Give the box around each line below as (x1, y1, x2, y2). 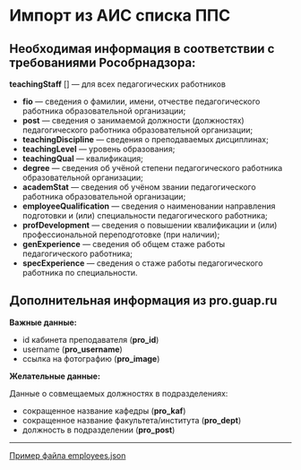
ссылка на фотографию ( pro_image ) (21, 353, 160, 363)
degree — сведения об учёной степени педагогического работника (21, 163, 283, 173)
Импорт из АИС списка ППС (9, 5, 231, 26)
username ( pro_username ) (21, 344, 123, 355)
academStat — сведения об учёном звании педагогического (21, 182, 257, 192)
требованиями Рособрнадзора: (9, 55, 196, 70)
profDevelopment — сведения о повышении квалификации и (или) (21, 220, 278, 230)
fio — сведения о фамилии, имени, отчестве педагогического (21, 96, 261, 107)
